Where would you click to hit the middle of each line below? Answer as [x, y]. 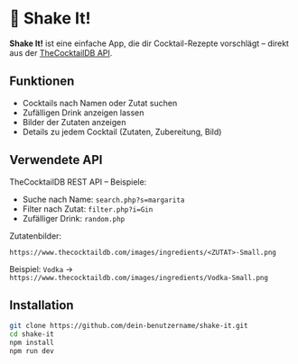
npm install [32, 343]
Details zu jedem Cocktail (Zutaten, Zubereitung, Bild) [122, 132]
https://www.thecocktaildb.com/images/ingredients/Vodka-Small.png [139, 278]
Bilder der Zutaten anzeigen [74, 122]
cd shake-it [32, 334]
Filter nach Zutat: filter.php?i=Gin [88, 209]
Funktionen [42, 82]
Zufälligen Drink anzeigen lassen [83, 113]
